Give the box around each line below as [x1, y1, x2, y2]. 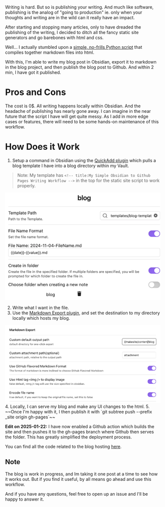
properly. [17, 182, 36, 189]
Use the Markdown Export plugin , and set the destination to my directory [12, 310, 160, 316]
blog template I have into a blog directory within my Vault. [12, 163, 130, 169]
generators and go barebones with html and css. [5, 34, 104, 40]
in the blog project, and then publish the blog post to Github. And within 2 [5, 64, 154, 70]
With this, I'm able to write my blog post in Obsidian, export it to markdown [5, 59, 157, 65]
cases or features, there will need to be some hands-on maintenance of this [5, 118, 159, 125]
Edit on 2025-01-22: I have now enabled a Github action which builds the [5, 423, 155, 429]
